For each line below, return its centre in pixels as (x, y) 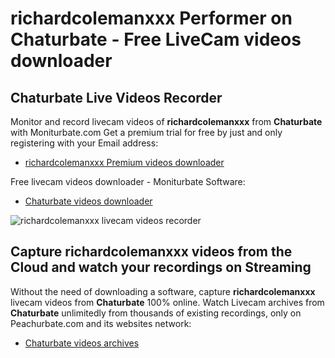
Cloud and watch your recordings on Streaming (161, 267)
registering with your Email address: (84, 143)
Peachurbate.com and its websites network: (101, 323)
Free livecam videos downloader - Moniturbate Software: (128, 181)
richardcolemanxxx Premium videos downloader (124, 162)
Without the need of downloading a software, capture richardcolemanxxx (163, 291)
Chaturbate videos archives (82, 343)
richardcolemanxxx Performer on (151, 18)
